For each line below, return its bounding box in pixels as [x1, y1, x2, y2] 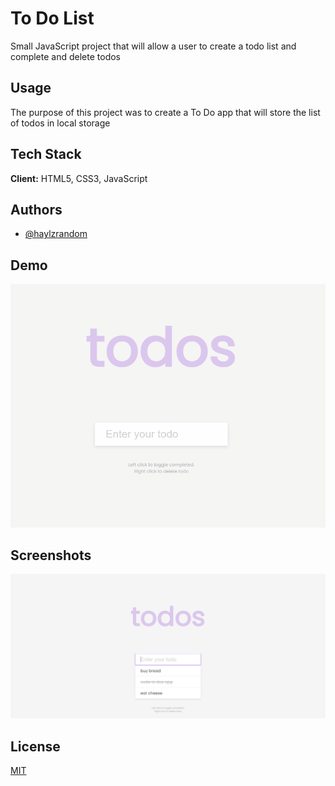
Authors [10, 201, 63, 218]
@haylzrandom [24, 228, 88, 240]
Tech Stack [10, 146, 82, 163]
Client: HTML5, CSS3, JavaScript [10, 172, 148, 184]
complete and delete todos [10, 50, 121, 62]
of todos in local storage [10, 117, 111, 129]
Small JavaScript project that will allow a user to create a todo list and [10, 40, 297, 52]
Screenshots [10, 547, 92, 564]
